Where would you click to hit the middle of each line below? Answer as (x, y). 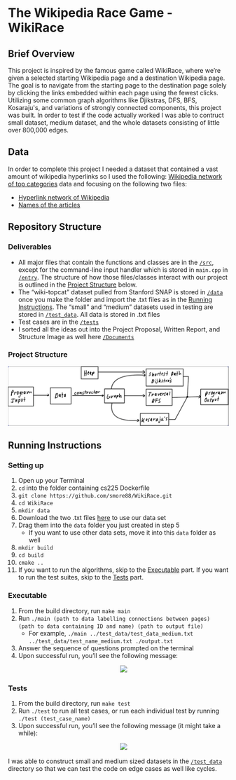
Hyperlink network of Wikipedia (64, 197)
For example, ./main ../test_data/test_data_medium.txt (111, 633)
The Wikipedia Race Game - (90, 13)
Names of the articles (49, 205)
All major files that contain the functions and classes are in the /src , (116, 262)
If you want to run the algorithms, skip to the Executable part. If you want (123, 570)
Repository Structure (55, 227)
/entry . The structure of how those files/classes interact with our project (123, 277)
